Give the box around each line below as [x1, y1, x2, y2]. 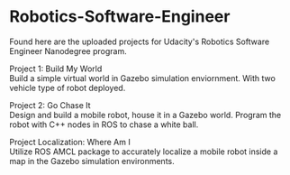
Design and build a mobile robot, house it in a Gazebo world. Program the [9, 109, 282, 120]
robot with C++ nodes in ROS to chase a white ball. [9, 119, 199, 130]
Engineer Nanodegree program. [9, 45, 128, 56]
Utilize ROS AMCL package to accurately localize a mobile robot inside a [9, 146, 278, 157]
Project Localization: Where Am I [9, 136, 131, 147]
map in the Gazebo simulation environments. [9, 155, 175, 166]
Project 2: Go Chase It [9, 99, 92, 110]
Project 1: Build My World [9, 63, 103, 74]
